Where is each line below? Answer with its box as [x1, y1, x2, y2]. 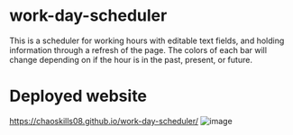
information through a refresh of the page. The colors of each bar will [9, 44, 268, 55]
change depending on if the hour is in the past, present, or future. [9, 54, 252, 65]
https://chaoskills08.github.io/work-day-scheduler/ [9, 115, 199, 126]
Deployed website [9, 86, 147, 106]
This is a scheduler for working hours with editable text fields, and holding [9, 35, 285, 46]
